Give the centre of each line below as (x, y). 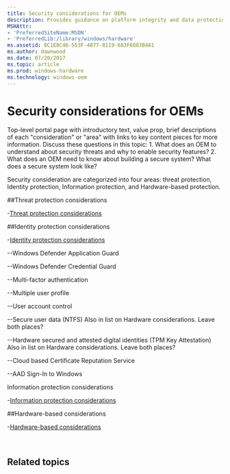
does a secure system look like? (52, 166)
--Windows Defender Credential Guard (62, 266)
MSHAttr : (20, 26)
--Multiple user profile (38, 293)
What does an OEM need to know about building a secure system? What (109, 159)
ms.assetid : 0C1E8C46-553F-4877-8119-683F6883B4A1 (81, 45)
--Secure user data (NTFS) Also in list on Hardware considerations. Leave (111, 320)
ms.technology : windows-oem (47, 77)
